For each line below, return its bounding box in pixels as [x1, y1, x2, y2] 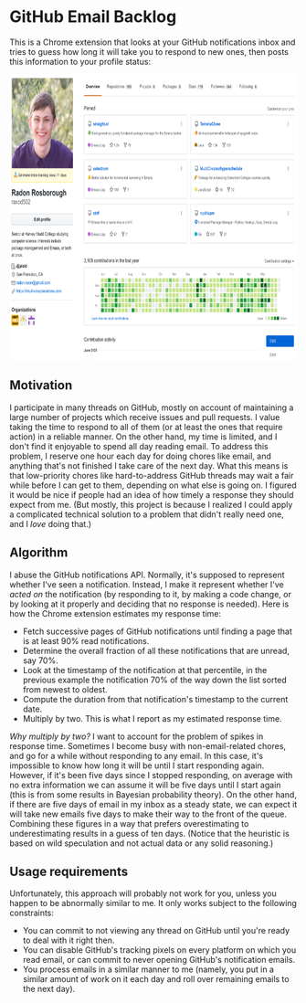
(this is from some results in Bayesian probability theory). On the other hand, [9, 788, 297, 800]
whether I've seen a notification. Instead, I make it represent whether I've [9, 578, 285, 590]
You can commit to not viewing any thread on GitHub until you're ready [22, 925, 290, 936]
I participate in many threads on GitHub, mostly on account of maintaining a [9, 402, 294, 413]
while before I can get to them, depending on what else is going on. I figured [9, 480, 297, 491]
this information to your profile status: [9, 56, 152, 67]
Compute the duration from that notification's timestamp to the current [22, 693, 289, 704]
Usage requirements [9, 863, 129, 879]
